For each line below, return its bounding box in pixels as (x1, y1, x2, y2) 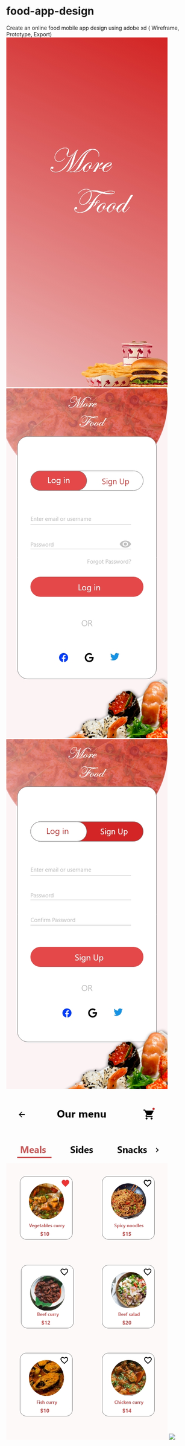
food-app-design (6, 4, 95, 18)
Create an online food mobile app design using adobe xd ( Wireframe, (6, 24, 180, 31)
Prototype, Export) (6, 30, 52, 37)
